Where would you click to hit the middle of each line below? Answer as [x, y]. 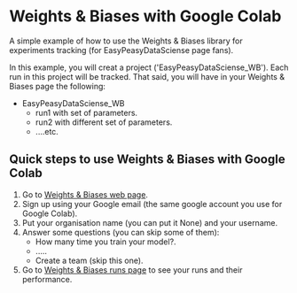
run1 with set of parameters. [86, 112]
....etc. [47, 131]
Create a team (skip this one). [89, 260]
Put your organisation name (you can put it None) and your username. [149, 222]
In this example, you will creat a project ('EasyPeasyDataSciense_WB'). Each [149, 67]
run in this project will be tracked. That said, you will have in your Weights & [147, 76]
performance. [47, 279]
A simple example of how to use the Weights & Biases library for [126, 41]
